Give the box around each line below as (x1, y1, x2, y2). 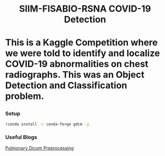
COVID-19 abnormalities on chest (5, 59, 148, 70)
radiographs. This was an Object (5, 69, 145, 81)
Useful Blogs (5, 133, 37, 140)
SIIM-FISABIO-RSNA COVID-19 (19, 3, 151, 15)
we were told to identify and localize (5, 47, 160, 59)
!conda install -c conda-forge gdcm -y (5, 122, 90, 127)
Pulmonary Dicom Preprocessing (5, 145, 74, 151)
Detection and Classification (5, 80, 128, 91)
